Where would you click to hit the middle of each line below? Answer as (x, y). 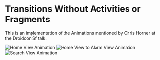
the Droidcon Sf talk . (26, 38)
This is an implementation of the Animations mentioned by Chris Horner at (80, 33)
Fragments (28, 19)
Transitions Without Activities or (73, 9)
